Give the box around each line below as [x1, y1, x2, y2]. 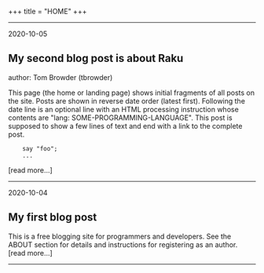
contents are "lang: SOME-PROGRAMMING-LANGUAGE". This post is [8, 113, 233, 122]
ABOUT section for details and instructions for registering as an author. [8, 239, 238, 249]
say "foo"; [22, 144, 58, 152]
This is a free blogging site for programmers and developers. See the [8, 231, 232, 241]
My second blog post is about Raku [8, 52, 184, 65]
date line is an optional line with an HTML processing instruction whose [8, 104, 240, 114]
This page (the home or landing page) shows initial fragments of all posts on [8, 88, 255, 97]
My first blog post [8, 211, 97, 224]
